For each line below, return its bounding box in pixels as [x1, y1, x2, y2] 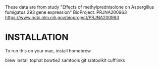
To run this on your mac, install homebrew [5, 47, 91, 53]
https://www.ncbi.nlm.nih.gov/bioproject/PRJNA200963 [5, 15, 119, 20]
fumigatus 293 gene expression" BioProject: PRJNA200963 [5, 9, 127, 15]
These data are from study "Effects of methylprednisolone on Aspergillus [5, 4, 155, 10]
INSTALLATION [5, 32, 68, 43]
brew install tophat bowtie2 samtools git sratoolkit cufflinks [5, 57, 125, 63]
